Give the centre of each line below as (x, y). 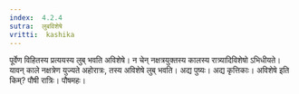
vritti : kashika (42, 34)
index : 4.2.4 (36, 18)
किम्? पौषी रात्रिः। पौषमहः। (48, 80)
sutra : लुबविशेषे (36, 26)
